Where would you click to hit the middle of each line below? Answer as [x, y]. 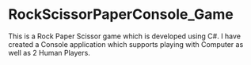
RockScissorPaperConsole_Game [121, 14]
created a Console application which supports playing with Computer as [126, 44]
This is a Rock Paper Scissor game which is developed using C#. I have [125, 36]
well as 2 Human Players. [49, 52]
